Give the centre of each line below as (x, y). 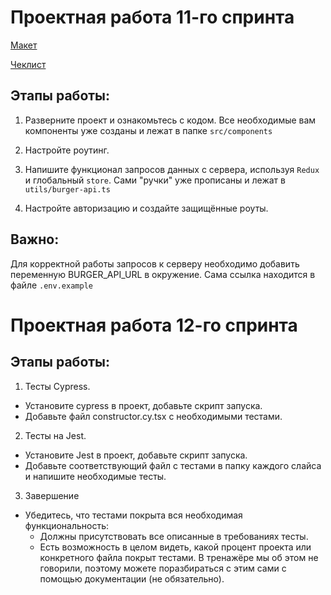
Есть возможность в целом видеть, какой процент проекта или (175, 547)
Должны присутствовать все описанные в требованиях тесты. (174, 536)
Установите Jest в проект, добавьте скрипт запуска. (136, 455)
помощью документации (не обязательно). (132, 578)
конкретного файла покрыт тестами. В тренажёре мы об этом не (179, 557)
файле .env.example (51, 285)
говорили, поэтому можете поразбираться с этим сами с (163, 568)
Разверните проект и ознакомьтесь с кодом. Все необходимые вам (170, 120)
